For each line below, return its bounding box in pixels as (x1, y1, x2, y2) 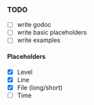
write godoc (16, 21, 51, 29)
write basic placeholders (16, 28, 87, 37)
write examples (16, 36, 60, 44)
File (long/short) (16, 83, 63, 91)
